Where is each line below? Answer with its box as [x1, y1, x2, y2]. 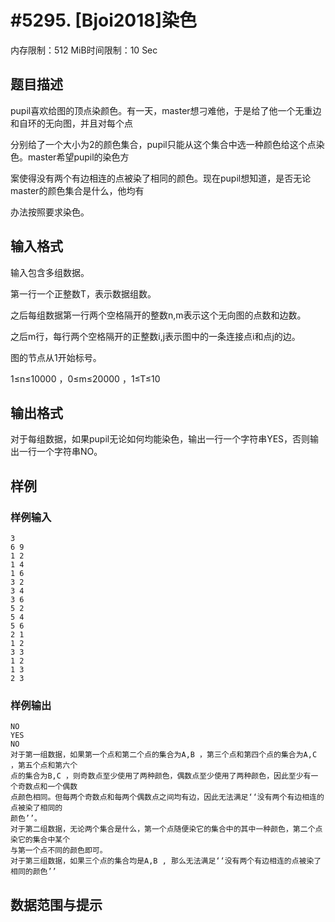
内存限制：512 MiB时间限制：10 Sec [10, 44, 158, 56]
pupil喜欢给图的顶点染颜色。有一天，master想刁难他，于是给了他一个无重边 [10, 104, 322, 116]
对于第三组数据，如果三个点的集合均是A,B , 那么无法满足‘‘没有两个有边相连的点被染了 [10, 856, 322, 866]
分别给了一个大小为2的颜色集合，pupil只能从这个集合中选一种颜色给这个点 [10, 138, 317, 150]
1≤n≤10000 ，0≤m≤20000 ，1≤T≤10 [10, 372, 161, 385]
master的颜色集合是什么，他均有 [10, 184, 145, 196]
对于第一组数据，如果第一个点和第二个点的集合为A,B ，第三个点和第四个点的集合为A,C [10, 750, 318, 760]
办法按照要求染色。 [10, 206, 90, 218]
